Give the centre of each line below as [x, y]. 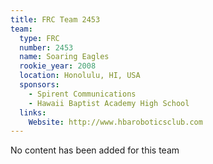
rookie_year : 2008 [58, 66]
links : [33, 112]
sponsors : [39, 85]
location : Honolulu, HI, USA [80, 76]
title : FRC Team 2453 [55, 19]
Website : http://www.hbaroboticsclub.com [115, 122]
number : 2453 [46, 47]
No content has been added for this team [95, 150]
